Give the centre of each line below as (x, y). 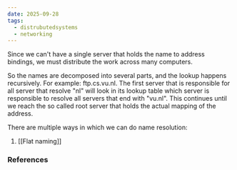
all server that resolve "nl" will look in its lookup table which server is (109, 91)
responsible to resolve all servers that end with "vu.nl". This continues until (117, 99)
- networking (33, 34)
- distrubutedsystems (46, 27)
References (28, 160)
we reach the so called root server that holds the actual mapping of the (112, 106)
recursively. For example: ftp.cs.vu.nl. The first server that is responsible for (119, 84)
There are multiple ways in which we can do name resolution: (97, 127)
